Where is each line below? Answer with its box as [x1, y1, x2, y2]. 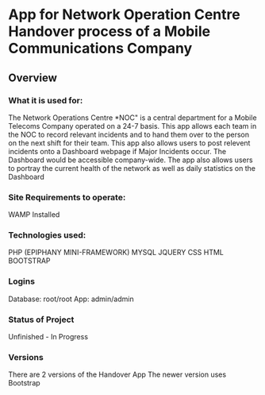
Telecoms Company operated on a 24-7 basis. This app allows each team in [8, 121, 257, 130]
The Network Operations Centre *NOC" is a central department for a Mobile [8, 113, 257, 122]
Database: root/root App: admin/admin [8, 294, 134, 304]
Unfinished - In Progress [8, 332, 89, 342]
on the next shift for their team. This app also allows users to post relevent [8, 137, 251, 148]
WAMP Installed [8, 210, 60, 219]
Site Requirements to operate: [8, 192, 126, 203]
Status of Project [8, 314, 75, 325]
